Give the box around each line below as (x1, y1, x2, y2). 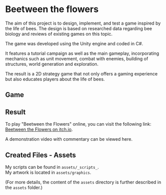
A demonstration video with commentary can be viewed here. (5, 136, 133, 142)
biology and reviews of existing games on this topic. (5, 31, 113, 37)
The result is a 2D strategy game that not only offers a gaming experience (5, 70, 158, 76)
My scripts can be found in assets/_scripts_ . (5, 164, 99, 170)
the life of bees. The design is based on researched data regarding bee (5, 25, 152, 31)
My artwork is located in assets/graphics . (5, 169, 92, 175)
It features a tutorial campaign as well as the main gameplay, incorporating (5, 50, 159, 56)
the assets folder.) (5, 184, 43, 190)
